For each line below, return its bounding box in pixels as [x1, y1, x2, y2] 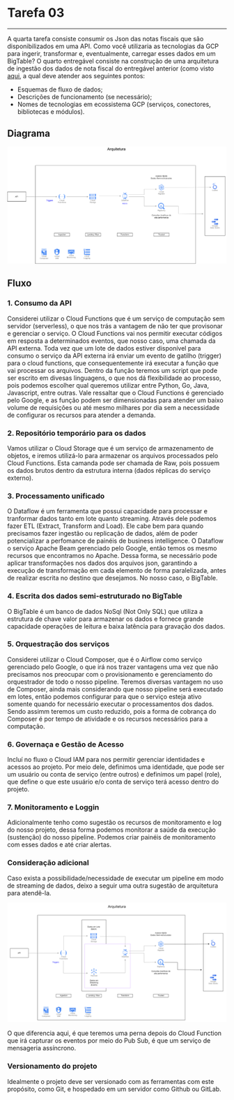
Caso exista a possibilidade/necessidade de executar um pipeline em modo [7, 874, 224, 882]
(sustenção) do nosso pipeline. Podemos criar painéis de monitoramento [7, 833, 216, 842]
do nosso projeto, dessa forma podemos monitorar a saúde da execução [7, 826, 216, 834]
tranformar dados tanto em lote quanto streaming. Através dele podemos [7, 515, 217, 523]
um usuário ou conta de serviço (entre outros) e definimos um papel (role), [7, 770, 221, 779]
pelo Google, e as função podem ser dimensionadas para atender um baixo [7, 396, 224, 404]
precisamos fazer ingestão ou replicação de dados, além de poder [7, 529, 198, 538]
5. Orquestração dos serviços [7, 639, 110, 649]
